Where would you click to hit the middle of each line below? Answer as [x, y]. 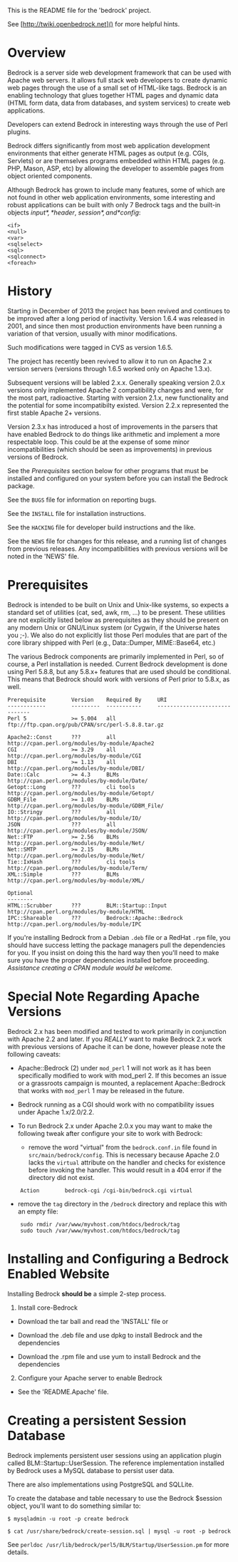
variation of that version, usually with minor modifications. [92, 333]
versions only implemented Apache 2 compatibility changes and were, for [116, 390]
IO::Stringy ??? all [62, 812]
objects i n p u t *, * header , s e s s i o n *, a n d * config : [74, 212]
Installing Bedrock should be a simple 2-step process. [87, 1293]
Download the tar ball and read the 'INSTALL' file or [93, 1321]
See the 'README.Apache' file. [63, 1392]
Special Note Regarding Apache [104, 996]
